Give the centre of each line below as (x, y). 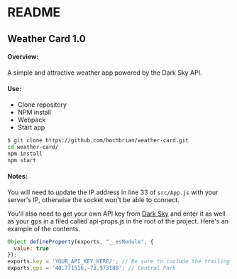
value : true (32, 248)
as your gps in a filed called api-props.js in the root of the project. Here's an (118, 221)
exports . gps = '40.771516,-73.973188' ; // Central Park (92, 268)
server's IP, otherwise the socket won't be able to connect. (93, 199)
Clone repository (42, 105)
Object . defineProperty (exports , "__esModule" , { (81, 242)
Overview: (23, 57)
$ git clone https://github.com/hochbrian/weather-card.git (98, 140)
